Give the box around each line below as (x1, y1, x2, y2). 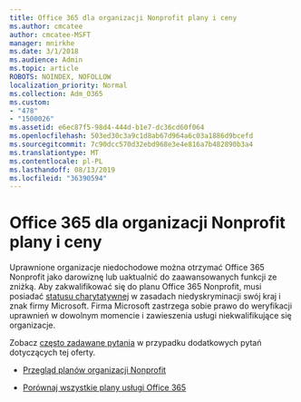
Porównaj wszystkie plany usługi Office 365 (22, 382, 187, 393)
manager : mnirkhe (9, 38, 75, 48)
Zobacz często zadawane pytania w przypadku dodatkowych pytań (9, 338, 262, 348)
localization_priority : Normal (9, 81, 128, 90)
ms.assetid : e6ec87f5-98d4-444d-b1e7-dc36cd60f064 (9, 123, 205, 132)
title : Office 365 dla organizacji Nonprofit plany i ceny (9, 13, 238, 23)
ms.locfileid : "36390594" (9, 173, 107, 182)
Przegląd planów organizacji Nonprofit (22, 365, 166, 376)
